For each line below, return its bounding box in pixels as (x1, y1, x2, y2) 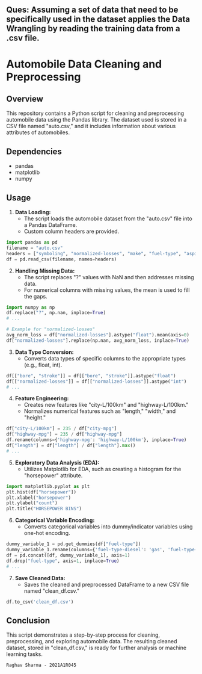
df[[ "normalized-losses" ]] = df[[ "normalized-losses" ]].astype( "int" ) (6, 379, 187, 385)
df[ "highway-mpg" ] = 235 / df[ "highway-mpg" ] (6, 431, 122, 437)
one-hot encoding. (23, 530, 70, 537)
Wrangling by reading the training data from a (6, 23, 180, 34)
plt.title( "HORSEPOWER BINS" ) (6, 505, 82, 512)
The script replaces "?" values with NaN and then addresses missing (23, 273, 194, 280)
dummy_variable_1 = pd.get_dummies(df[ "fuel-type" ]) (6, 541, 141, 547)
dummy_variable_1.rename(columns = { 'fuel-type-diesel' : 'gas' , (6, 547, 165, 553)
